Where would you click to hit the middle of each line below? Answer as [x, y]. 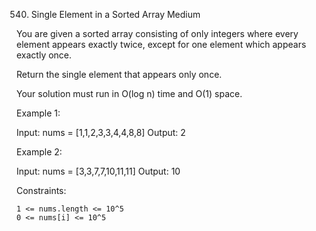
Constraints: [41, 190]
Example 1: [38, 113]
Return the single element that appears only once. [119, 74]
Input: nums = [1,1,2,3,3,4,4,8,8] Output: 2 [101, 132]
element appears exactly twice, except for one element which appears [161, 44]
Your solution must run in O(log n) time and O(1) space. [129, 93]
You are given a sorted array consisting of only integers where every [157, 33]
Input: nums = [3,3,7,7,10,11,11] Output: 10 [98, 171]
